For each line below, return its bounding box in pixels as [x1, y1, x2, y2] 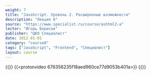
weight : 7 [5, 7, 26, 13]
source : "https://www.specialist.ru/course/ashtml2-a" [5, 21, 124, 27]
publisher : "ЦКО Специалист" [5, 31, 67, 36]
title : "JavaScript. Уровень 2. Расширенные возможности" [5, 12, 131, 17]
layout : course [5, 50, 38, 55]
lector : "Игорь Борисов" [5, 26, 58, 31]
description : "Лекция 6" [5, 17, 58, 22]
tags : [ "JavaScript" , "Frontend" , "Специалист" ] [5, 45, 110, 50]
